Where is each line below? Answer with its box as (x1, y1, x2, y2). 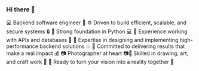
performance (6, 43, 39, 50)
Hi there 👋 (6, 5, 36, 14)
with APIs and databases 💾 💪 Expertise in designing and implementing (6, 37, 179, 44)
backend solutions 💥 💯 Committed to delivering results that (39, 43, 185, 50)
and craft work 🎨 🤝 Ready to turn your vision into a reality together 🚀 (6, 59, 174, 66)
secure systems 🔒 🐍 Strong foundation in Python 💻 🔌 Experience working (6, 28, 188, 35)
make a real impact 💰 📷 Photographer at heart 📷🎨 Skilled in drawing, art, (6, 50, 189, 57)
